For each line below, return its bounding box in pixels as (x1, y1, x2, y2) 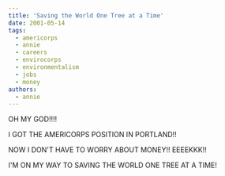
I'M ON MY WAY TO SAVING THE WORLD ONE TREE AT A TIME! (8, 160, 217, 170)
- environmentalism (15, 63, 80, 71)
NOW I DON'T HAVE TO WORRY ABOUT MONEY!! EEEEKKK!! (8, 145, 207, 155)
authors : (8, 85, 37, 94)
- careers (15, 48, 47, 56)
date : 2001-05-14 (8, 19, 66, 27)
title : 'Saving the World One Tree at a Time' (8, 11, 164, 20)
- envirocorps (15, 56, 62, 64)
